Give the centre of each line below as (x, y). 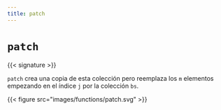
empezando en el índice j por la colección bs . (73, 86)
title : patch (26, 14)
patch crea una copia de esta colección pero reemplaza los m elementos (110, 78)
